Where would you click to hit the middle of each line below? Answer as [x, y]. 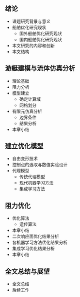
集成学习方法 [32, 189]
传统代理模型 [32, 177]
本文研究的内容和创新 [33, 46]
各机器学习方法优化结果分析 [40, 242]
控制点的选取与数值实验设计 [40, 165]
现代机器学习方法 [36, 183]
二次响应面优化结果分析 [35, 236]
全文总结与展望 [27, 271]
